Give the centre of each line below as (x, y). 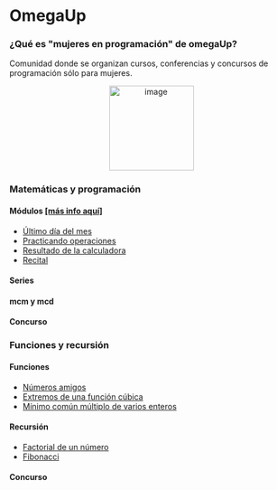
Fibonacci (41, 457)
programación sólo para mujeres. (71, 73)
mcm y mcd (32, 301)
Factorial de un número (65, 447)
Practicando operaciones (69, 240)
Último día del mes (57, 231)
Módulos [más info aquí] (56, 211)
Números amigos (54, 387)
